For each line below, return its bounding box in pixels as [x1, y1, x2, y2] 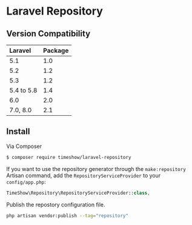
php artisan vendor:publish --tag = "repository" [6, 212, 129, 219]
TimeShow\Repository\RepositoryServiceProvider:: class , [6, 190, 150, 196]
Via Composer [6, 143, 42, 150]
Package [43, 47, 69, 55]
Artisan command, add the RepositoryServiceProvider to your [6, 172, 161, 179]
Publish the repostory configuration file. [6, 201, 105, 208]
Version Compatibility [6, 29, 91, 39]
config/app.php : [6, 178, 47, 186]
